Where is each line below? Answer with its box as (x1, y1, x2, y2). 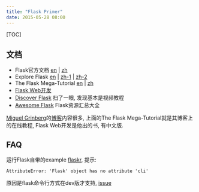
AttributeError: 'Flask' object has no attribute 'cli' (6, 168, 149, 174)
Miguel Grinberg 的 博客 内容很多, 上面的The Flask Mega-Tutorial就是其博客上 (6, 114, 194, 121)
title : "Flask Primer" (6, 8, 63, 15)
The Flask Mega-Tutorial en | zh (14, 80, 94, 87)
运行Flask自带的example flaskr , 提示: (6, 156, 97, 163)
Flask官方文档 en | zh (14, 66, 68, 74)
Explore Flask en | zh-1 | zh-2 (14, 73, 88, 81)
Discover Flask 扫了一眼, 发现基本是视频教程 (14, 94, 125, 102)
